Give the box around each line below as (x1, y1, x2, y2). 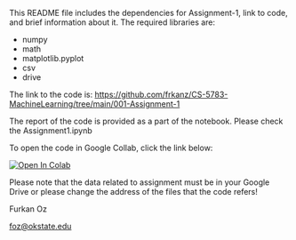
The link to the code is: (9, 89, 93, 100)
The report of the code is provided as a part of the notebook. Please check (9, 116, 284, 126)
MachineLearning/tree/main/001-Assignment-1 (9, 99, 180, 109)
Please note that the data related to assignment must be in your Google (9, 177, 270, 188)
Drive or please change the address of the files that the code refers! (9, 187, 258, 196)
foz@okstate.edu (9, 221, 72, 231)
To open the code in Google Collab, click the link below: (9, 142, 213, 153)
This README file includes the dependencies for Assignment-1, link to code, (9, 8, 289, 18)
